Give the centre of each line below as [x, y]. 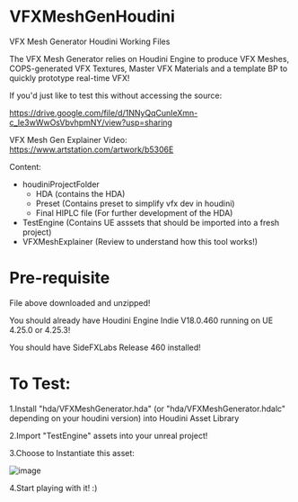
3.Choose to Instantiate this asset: [72, 453]
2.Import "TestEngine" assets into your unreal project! [109, 435]
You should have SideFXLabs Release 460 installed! [105, 347]
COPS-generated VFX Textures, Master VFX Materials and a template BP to [149, 68]
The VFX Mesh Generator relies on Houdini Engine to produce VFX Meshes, [149, 58]
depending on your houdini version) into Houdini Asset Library [124, 418]
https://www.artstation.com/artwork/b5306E [92, 149]
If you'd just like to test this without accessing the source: [116, 95]
